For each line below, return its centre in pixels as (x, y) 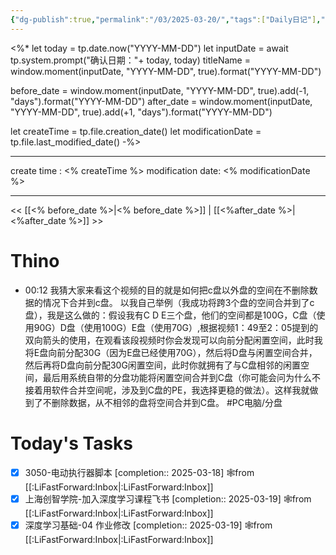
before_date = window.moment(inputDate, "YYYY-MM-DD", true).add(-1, (160, 90)
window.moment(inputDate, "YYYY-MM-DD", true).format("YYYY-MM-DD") (166, 71)
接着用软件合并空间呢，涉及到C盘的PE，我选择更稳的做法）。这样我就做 (171, 390)
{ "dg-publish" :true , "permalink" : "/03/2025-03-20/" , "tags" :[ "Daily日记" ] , (166, 19)
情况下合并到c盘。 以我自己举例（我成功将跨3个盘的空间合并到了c (178, 302)
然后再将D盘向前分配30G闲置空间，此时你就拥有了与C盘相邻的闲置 (163, 365)
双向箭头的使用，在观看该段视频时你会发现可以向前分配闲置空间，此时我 (173, 340)
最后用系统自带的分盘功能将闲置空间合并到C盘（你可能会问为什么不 (182, 377)
